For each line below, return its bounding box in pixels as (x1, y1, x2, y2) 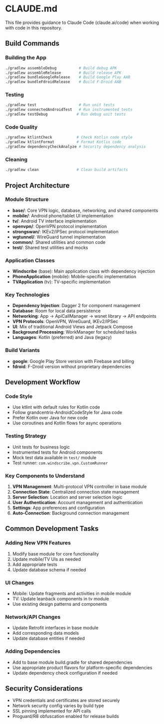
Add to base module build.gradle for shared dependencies (12, 659, 133, 665)
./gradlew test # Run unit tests (5, 103, 115, 108)
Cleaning (5, 156, 28, 163)
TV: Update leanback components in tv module (12, 595, 109, 601)
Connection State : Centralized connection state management (12, 489, 140, 495)
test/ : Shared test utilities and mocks (12, 244, 88, 250)
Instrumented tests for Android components (12, 449, 103, 455)
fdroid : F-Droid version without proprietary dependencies (12, 363, 131, 369)
